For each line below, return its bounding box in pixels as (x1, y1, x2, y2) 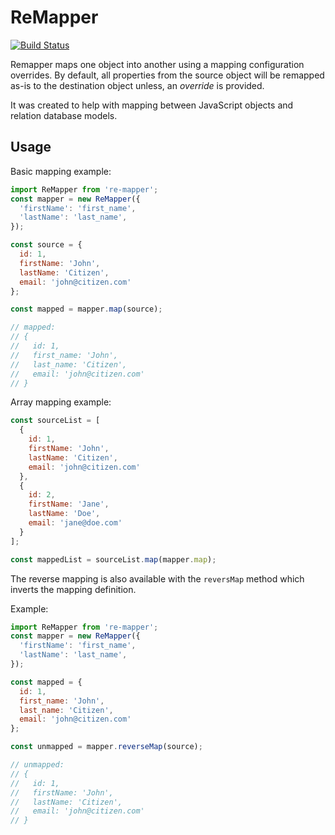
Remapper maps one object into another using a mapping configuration (10, 58, 305, 70)
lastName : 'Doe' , (28, 509, 101, 519)
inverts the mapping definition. (10, 583, 137, 595)
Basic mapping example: (10, 165, 112, 177)
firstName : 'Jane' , (28, 499, 110, 510)
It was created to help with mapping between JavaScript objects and (10, 99, 294, 111)
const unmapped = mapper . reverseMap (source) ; (10, 742, 203, 752)
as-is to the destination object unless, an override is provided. (10, 79, 265, 91)
